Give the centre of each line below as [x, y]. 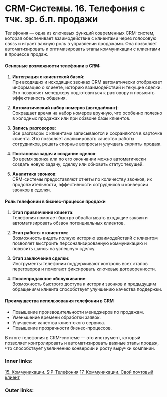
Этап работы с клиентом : [40, 233]
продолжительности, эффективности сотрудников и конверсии [80, 185]
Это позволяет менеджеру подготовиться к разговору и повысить [83, 93]
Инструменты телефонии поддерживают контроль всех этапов [80, 264]
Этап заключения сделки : [41, 258]
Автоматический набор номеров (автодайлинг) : [65, 108]
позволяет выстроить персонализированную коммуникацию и [80, 243]
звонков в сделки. [32, 190]
